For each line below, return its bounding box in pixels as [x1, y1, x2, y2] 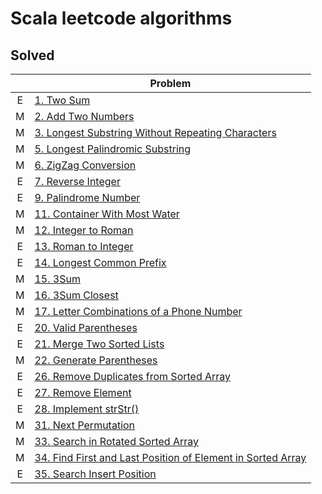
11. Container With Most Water [34, 207, 180, 221]
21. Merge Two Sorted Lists [34, 337, 165, 351]
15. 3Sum [34, 272, 81, 286]
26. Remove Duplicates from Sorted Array [34, 370, 232, 383]
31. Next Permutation [34, 418, 136, 432]
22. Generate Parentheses [34, 353, 158, 367]
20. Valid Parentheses [34, 321, 138, 334]
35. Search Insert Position [34, 467, 157, 481]
